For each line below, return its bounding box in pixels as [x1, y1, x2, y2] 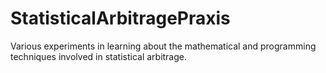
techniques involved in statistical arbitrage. [10, 50, 188, 62]
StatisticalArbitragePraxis [10, 7, 231, 30]
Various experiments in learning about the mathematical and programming [10, 40, 317, 52]
